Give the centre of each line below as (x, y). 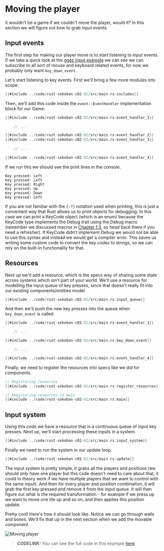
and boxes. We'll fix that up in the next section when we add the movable (79, 519)
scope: (12, 85)
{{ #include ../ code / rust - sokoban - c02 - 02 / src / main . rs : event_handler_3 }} (80, 140)
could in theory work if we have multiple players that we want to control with (82, 478)
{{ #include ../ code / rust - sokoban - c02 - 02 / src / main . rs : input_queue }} (75, 299)
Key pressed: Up (21, 189)
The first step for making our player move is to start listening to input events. (82, 55)
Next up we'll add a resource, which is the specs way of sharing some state (81, 275)
